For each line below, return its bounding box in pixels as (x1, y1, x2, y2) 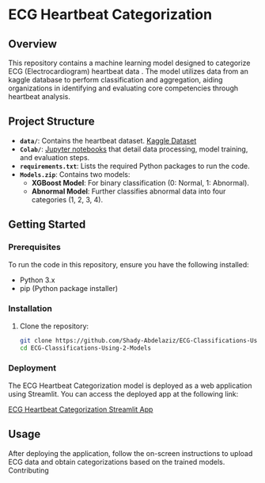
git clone (19, 336, 53, 344)
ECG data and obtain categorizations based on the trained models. (8, 457, 225, 466)
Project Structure (8, 115, 95, 128)
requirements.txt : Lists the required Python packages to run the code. (19, 161, 251, 171)
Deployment (8, 362, 57, 374)
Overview (8, 37, 58, 51)
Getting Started (8, 218, 86, 232)
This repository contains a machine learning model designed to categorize (8, 58, 251, 67)
